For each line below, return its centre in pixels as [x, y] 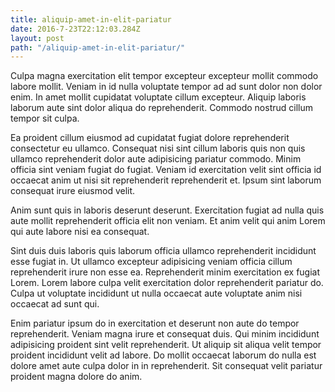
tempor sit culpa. [45, 118]
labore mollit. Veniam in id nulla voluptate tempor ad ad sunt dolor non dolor [166, 87]
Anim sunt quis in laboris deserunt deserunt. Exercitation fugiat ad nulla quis [167, 210]
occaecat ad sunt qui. [55, 304]
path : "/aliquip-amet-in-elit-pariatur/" [98, 47]
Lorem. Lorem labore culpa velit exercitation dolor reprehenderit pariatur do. [167, 283]
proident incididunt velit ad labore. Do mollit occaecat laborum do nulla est [163, 355]
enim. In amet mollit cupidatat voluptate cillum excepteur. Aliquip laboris [158, 97]
